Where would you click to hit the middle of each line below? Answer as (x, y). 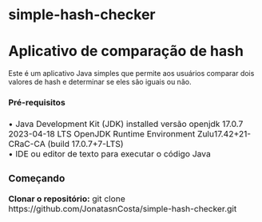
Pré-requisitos (37, 103)
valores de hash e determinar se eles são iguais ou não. (100, 82)
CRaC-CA (27, 144)
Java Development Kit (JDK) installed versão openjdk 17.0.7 (129, 124)
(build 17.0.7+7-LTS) (85, 144)
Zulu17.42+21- (224, 133)
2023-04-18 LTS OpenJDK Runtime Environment (102, 133)
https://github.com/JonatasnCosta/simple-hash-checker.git (123, 208)
